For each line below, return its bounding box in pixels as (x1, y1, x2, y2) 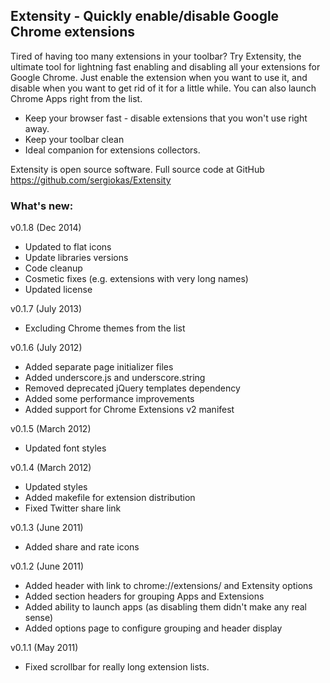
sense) (24, 612, 54, 624)
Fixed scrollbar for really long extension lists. (24, 661, 210, 673)
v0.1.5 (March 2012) (10, 423, 92, 435)
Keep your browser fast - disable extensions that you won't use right (24, 112, 308, 124)
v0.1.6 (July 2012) (10, 342, 83, 354)
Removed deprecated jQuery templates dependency (24, 382, 241, 394)
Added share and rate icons (24, 541, 140, 553)
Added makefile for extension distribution (24, 492, 196, 504)
